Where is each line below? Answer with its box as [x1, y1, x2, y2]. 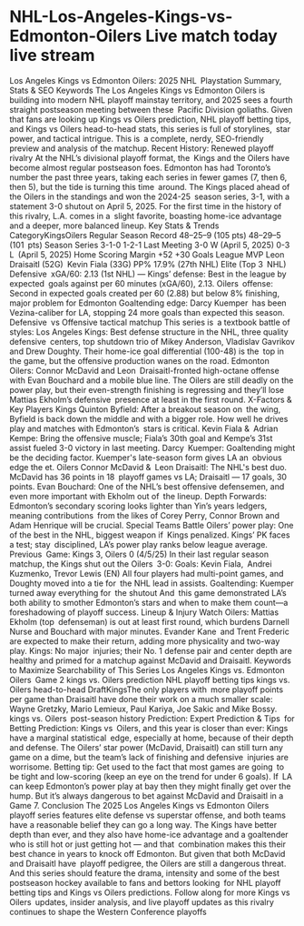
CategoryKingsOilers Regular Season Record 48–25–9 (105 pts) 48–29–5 [9, 229, 281, 240]
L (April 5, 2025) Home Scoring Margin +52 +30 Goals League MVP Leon [9, 248, 285, 260]
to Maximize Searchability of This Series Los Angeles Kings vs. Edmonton [9, 664, 285, 675]
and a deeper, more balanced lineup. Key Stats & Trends [9, 220, 220, 231]
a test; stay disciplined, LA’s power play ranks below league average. [9, 538, 268, 549]
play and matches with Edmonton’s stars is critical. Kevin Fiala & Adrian [9, 423, 279, 434]
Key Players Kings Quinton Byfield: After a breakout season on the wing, [9, 403, 281, 415]
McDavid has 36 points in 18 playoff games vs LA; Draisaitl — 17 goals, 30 [9, 471, 288, 482]
